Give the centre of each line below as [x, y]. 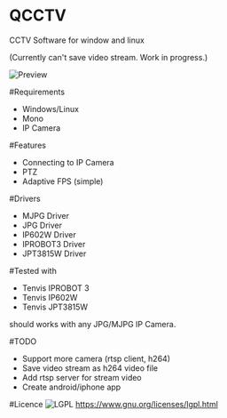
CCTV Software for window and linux [77, 40]
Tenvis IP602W [50, 297]
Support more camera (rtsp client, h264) [96, 358]
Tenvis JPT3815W [55, 307]
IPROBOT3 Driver [54, 244]
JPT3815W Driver [54, 253]
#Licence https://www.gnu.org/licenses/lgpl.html [114, 404]
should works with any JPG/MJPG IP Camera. [93, 324]
